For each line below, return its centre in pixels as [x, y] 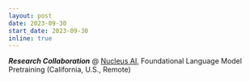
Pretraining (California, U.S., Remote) [70, 70]
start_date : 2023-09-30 [49, 31]
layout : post [30, 16]
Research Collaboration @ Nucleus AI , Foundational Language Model [125, 61]
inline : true [30, 38]
